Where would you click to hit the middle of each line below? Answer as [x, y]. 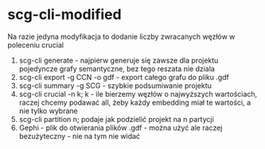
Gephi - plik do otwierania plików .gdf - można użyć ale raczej [121, 128]
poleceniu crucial [36, 44]
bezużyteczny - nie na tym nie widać [80, 136]
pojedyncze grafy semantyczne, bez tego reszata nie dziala [117, 68]
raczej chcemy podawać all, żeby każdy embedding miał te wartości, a [135, 102]
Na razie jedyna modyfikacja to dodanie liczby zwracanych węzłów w [121, 36]
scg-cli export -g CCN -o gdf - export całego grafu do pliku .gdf [124, 77]
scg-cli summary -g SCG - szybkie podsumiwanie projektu [115, 86]
